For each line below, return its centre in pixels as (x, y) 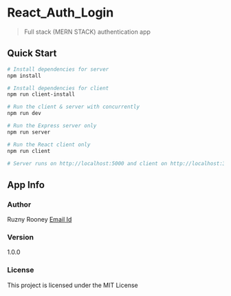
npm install (24, 76)
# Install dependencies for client (58, 88)
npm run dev (24, 114)
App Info (26, 185)
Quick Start (32, 53)
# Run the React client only (49, 145)
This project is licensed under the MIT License (73, 285)
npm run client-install (41, 94)
